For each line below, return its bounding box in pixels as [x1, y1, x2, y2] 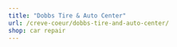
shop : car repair [8, 26, 66, 34]
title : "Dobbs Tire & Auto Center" [8, 11, 127, 20]
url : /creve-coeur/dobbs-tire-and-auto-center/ [8, 19, 170, 27]
